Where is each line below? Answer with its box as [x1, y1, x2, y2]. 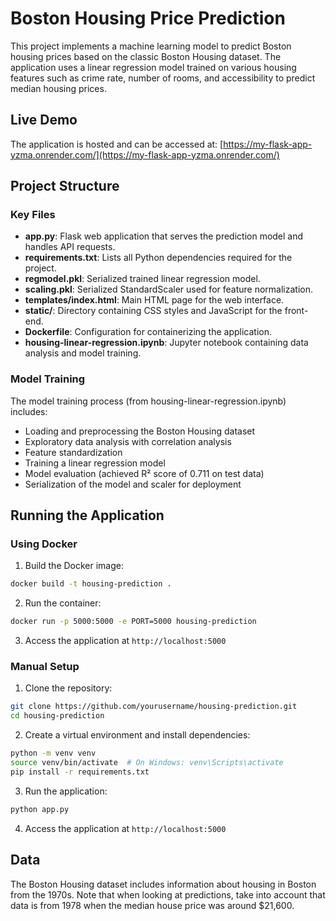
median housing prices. [10, 82, 107, 94]
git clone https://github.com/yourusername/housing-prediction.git [10, 702, 298, 712]
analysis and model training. [24, 347, 142, 359]
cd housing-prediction [10, 711, 105, 721]
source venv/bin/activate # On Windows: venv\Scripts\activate [10, 758, 284, 768]
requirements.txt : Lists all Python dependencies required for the [24, 252, 293, 264]
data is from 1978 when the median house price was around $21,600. [10, 899, 295, 911]
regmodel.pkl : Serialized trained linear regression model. [24, 273, 261, 285]
